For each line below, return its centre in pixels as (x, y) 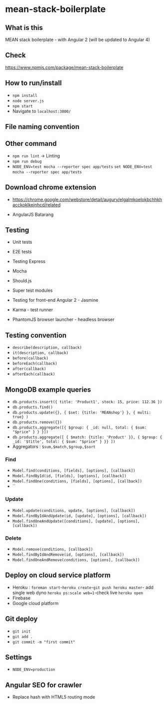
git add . (23, 637)
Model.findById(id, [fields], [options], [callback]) (69, 476)
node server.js (28, 101)
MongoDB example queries (48, 389)
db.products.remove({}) (37, 422)
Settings (19, 657)
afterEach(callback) (34, 374)
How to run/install (34, 83)
